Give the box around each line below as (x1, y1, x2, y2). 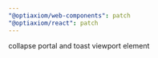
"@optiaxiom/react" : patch (8, 19, 99, 27)
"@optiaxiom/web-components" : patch (8, 11, 131, 20)
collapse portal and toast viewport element (8, 41, 150, 50)
